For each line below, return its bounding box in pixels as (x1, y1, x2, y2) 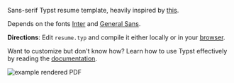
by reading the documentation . (7, 54, 98, 63)
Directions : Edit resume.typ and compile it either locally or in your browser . (7, 33, 225, 41)
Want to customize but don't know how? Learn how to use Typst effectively (7, 47, 228, 55)
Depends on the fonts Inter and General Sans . (7, 20, 141, 27)
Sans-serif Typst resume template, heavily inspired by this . (7, 6, 179, 14)
